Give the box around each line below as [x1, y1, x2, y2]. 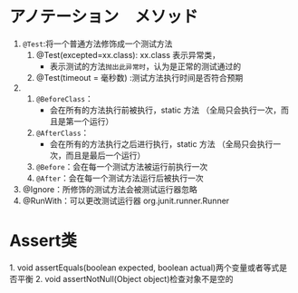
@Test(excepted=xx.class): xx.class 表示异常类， [35, 49, 220, 60]
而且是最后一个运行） [65, 150, 146, 161]
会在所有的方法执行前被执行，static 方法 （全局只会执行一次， [49, 104, 282, 115]
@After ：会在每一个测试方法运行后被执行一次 [35, 172, 204, 183]
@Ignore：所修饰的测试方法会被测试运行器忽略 [22, 183, 197, 194]
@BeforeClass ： [35, 93, 93, 103]
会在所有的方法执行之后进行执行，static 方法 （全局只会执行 [49, 138, 274, 149]
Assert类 [9, 230, 77, 251]
